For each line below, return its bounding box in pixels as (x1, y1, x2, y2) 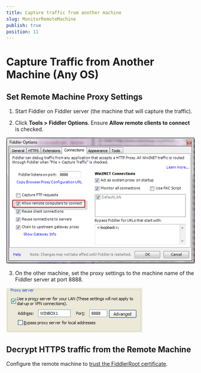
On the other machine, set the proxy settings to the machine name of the (14, 270, 194, 277)
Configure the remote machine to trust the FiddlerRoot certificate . (6, 360, 168, 368)
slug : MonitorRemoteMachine (6, 16, 77, 22)
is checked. (14, 126, 44, 133)
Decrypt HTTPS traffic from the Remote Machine (6, 344, 191, 354)
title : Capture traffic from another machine (6, 10, 121, 16)
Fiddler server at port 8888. (14, 276, 84, 283)
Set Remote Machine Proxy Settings (6, 92, 143, 102)
